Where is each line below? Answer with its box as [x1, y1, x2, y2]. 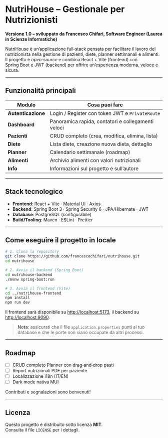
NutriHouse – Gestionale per [5, 4, 125, 15]
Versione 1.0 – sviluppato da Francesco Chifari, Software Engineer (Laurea [5, 31, 162, 37]
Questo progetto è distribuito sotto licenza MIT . [5, 421, 103, 427]
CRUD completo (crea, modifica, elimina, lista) [49, 132, 158, 139]
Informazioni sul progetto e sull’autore [49, 165, 139, 172]
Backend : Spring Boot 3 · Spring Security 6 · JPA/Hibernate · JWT [12, 206, 149, 212]
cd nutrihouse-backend [5, 272, 52, 277]
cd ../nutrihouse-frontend [5, 290, 61, 296]
